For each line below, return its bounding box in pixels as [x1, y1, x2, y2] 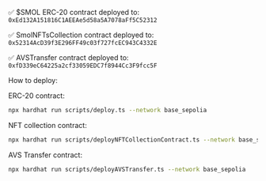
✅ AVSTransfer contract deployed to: [8, 53, 129, 62]
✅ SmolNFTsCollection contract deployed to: [8, 30, 154, 40]
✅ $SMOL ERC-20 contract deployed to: [8, 8, 140, 17]
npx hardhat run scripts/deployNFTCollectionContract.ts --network [8, 135, 236, 144]
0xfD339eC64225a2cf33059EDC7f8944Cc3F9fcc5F [8, 62, 158, 70]
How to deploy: [8, 76, 58, 85]
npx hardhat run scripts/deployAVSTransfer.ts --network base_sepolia [8, 165, 246, 173]
